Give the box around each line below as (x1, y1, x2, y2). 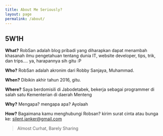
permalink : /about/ (5, 16, 45, 21)
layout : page (5, 12, 32, 17)
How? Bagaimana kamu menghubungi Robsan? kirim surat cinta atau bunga (5, 111, 159, 117)
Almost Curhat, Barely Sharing (17, 126, 79, 132)
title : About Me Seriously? (5, 7, 63, 12)
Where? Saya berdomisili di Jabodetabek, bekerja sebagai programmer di (5, 86, 155, 92)
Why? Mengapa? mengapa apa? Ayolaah (5, 101, 88, 107)
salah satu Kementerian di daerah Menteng (5, 92, 92, 98)
